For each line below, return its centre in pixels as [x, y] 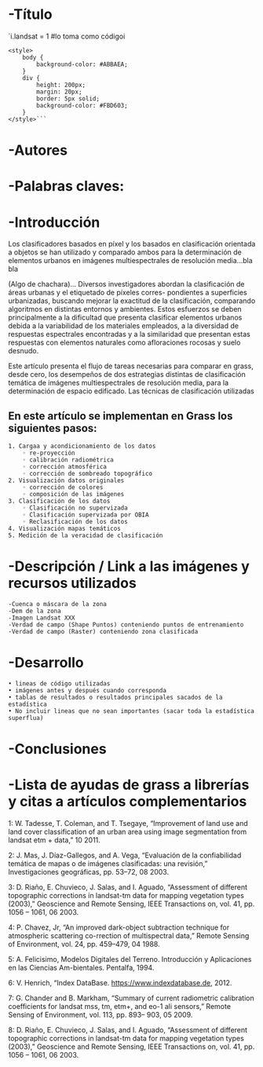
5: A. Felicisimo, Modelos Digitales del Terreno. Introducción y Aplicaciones [130, 959]
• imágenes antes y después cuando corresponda [88, 690]
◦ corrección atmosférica [65, 467]
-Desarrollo [46, 663]
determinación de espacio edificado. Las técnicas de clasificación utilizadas [131, 391]
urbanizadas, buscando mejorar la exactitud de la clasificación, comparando [132, 301]
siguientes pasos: [53, 428]
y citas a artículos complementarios [128, 802]
